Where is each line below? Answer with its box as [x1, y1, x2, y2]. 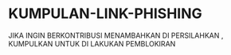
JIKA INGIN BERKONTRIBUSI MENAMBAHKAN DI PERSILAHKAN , [8, 31, 224, 40]
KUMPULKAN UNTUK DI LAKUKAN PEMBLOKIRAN [8, 38, 176, 48]
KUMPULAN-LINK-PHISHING [8, 5, 203, 23]
